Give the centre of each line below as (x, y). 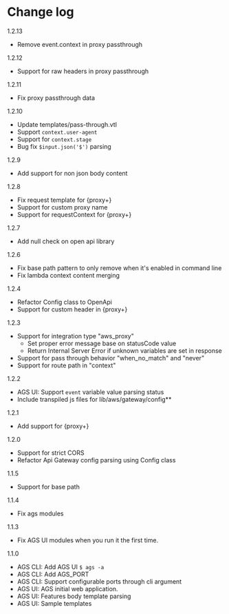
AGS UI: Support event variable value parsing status (90, 392)
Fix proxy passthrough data (56, 98)
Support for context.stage (54, 139)
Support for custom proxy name (62, 207)
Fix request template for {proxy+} (64, 200)
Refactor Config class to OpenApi (64, 302)
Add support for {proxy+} (53, 426)
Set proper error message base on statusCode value (102, 343)
